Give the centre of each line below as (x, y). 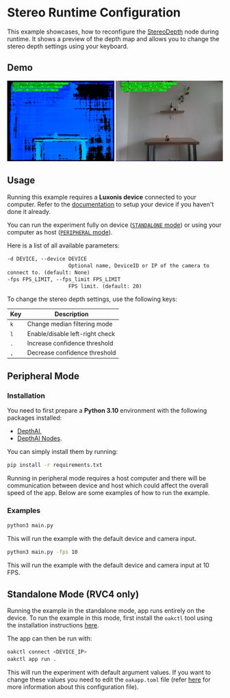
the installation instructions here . (53, 625)
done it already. (29, 211)
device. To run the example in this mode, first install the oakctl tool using (110, 618)
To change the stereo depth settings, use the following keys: (92, 299)
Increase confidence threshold (70, 343)
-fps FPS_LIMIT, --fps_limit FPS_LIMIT (64, 279)
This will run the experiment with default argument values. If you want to (109, 672)
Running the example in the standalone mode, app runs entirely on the (106, 611)
